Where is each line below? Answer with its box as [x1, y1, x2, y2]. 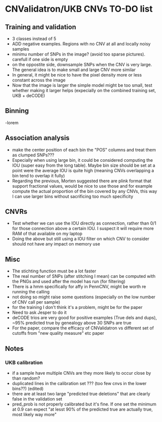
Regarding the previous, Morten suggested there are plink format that [12, 178, 152, 184]
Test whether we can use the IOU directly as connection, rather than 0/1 [12, 220, 157, 226]
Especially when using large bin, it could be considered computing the [12, 157, 153, 163]
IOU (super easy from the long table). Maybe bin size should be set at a [12, 162, 156, 168]
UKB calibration [5, 359, 43, 366]
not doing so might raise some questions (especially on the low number [12, 294, 156, 300]
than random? [12, 375, 40, 381]
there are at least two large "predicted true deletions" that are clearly [12, 391, 151, 397]
